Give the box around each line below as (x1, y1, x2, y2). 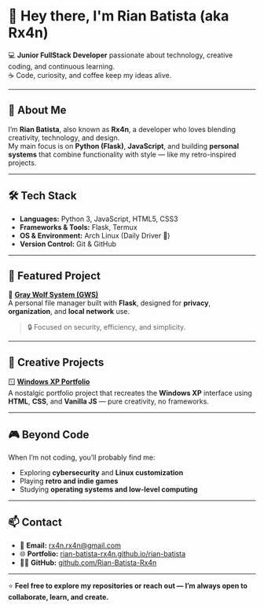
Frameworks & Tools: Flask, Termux (19, 222, 137, 231)
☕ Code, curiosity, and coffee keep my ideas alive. (8, 70, 172, 79)
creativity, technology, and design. (8, 133, 120, 142)
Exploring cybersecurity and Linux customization (19, 468, 184, 477)
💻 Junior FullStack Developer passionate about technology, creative (8, 50, 233, 60)
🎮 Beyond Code (8, 428, 90, 441)
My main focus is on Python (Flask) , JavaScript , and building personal (8, 141, 240, 150)
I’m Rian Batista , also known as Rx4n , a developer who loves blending (8, 124, 236, 134)
